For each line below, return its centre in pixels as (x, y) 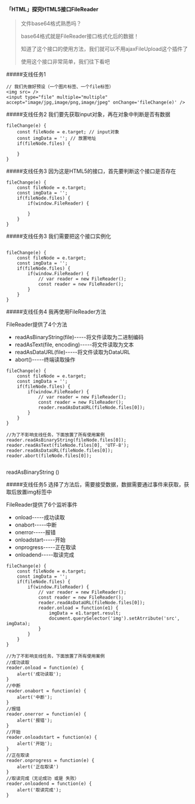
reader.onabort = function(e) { (46, 691)
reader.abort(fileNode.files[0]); (49, 456)
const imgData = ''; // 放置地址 (57, 138)
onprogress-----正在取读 (45, 547)
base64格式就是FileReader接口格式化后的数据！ (80, 36)
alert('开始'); (35, 744)
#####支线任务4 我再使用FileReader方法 (56, 312)
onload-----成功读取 (40, 517)
